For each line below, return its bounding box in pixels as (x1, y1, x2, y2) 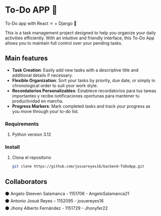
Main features (5, 54, 48, 63)
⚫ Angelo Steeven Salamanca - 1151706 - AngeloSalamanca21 (5, 191, 130, 197)
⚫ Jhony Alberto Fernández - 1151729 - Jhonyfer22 (5, 205, 108, 211)
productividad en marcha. (12, 98, 64, 104)
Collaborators (5, 177, 47, 186)
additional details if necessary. (12, 72, 73, 78)
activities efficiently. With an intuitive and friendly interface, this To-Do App (5, 35, 155, 41)
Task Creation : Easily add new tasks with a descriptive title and (12, 67, 139, 73)
